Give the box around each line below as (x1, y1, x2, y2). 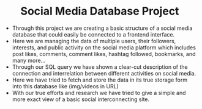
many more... (12, 57, 46, 64)
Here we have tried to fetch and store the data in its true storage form (12, 76, 188, 83)
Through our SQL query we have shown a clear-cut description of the (12, 63, 188, 71)
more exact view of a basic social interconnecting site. (12, 96, 150, 103)
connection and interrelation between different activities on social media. (12, 69, 196, 77)
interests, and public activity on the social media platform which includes (12, 44, 196, 51)
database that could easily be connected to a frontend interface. (12, 30, 175, 38)
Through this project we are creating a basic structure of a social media (12, 24, 193, 32)
